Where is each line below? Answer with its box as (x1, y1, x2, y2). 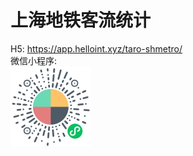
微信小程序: (10, 54, 58, 66)
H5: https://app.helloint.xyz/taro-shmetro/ (10, 42, 183, 55)
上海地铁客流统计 (10, 9, 152, 32)
